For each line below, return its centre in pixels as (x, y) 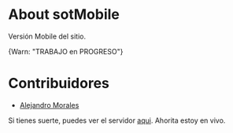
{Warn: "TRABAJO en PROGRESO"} (66, 51)
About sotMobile (64, 15)
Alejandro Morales (49, 105)
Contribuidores (59, 83)
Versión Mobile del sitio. (47, 36)
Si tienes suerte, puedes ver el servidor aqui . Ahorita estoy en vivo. (117, 120)
